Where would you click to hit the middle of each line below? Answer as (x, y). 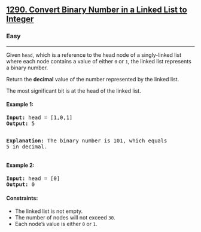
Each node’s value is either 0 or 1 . (56, 224)
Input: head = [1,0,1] (39, 117)
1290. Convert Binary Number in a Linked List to (97, 10)
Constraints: (22, 198)
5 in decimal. (27, 146)
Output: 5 (20, 123)
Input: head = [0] (33, 178)
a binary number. (27, 68)
